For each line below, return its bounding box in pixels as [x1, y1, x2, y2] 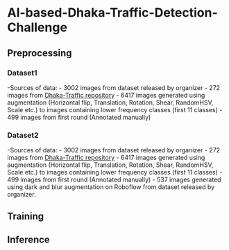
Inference [7, 233, 50, 245]
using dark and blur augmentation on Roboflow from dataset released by [7, 183, 215, 191]
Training [7, 210, 44, 222]
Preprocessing [7, 47, 72, 59]
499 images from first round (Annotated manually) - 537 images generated [7, 175, 221, 184]
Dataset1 [7, 68, 37, 78]
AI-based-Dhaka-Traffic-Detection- [7, 5, 218, 21]
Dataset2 [7, 130, 40, 140]
